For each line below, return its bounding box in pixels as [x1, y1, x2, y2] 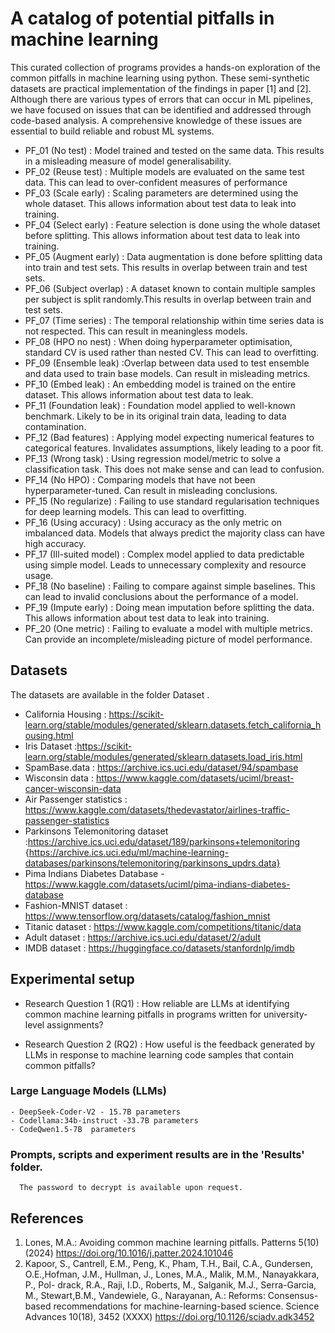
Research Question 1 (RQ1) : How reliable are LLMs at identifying [24, 997, 290, 1009]
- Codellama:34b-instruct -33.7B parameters [10, 1115, 199, 1126]
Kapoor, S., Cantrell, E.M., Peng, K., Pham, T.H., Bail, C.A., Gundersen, [24, 1257, 313, 1269]
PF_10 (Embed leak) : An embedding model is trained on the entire [24, 378, 297, 390]
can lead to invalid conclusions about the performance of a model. [24, 590, 299, 602]
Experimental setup [10, 971, 135, 988]
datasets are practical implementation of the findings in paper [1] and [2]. [10, 82, 312, 94]
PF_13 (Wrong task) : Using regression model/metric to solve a [24, 452, 281, 464]
